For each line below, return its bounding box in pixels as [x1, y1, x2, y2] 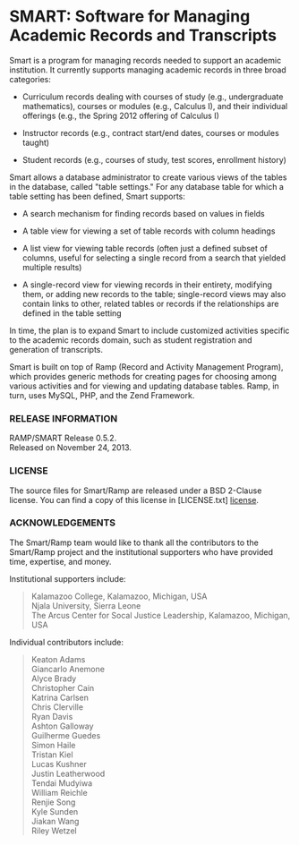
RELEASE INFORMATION [9, 412, 118, 424]
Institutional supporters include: [9, 573, 127, 584]
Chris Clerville [30, 701, 83, 713]
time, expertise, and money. [9, 556, 112, 567]
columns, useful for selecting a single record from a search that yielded [21, 252, 286, 263]
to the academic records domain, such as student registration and [9, 334, 252, 346]
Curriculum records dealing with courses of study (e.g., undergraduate [21, 91, 284, 102]
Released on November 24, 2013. [9, 442, 132, 453]
